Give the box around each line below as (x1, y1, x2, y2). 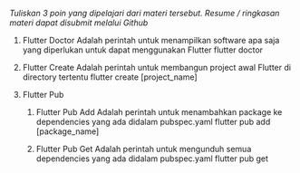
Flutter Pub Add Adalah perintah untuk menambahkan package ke (35, 107, 283, 117)
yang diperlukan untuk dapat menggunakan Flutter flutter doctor (22, 44, 264, 55)
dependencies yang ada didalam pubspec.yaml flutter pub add (35, 117, 271, 127)
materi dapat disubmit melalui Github (9, 17, 149, 28)
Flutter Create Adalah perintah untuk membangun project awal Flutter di (22, 62, 292, 72)
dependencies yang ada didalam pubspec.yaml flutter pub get (35, 153, 269, 164)
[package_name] (35, 126, 100, 137)
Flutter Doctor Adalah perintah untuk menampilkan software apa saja (22, 35, 280, 45)
